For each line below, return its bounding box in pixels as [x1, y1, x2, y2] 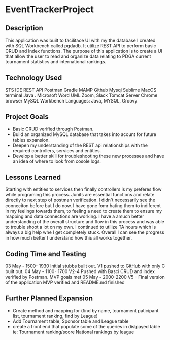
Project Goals [5, 113, 49, 121]
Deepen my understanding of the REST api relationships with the [12, 142, 148, 148]
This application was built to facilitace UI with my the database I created [5, 37, 156, 43]
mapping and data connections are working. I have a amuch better [5, 213, 144, 219]
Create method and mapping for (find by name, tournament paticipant [12, 308, 159, 314]
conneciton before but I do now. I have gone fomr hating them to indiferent [5, 202, 161, 209]
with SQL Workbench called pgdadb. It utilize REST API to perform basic [5, 43, 156, 49]
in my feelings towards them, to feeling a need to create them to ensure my [5, 208, 162, 214]
